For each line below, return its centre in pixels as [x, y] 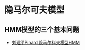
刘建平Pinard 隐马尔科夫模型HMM [46, 42]
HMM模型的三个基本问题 [42, 30]
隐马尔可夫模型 [35, 10]
